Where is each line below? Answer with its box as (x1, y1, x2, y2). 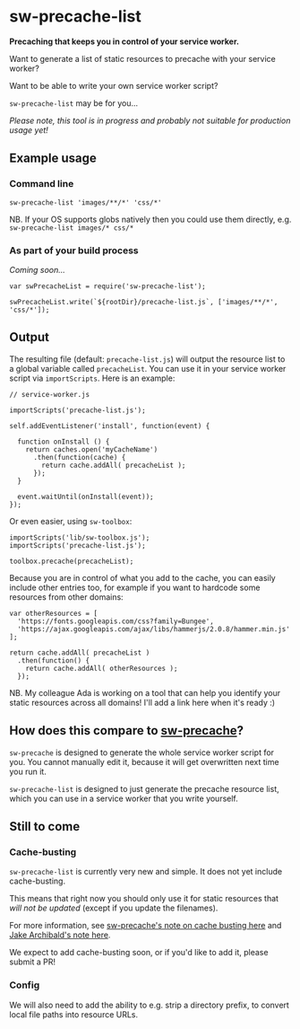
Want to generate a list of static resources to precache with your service (9, 53, 276, 64)
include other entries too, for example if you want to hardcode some (9, 582, 261, 593)
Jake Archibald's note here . (9, 929, 111, 940)
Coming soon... (9, 264, 65, 275)
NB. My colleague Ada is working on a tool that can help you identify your (9, 687, 281, 698)
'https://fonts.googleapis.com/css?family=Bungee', (17, 617, 215, 626)
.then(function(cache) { (32, 453, 126, 462)
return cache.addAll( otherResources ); (25, 664, 178, 673)
